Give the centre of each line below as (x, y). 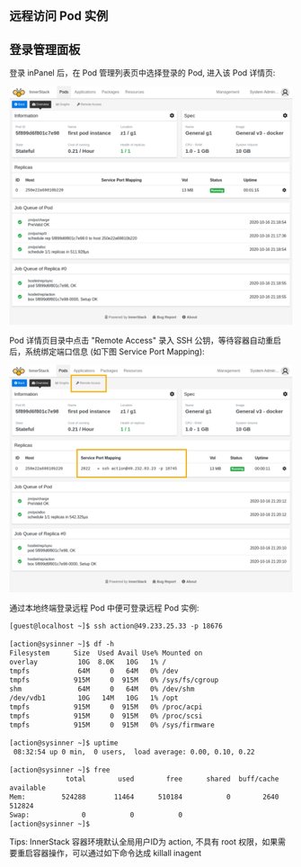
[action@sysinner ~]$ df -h (62, 644)
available (28, 788)
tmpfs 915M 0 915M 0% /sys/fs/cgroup (114, 680)
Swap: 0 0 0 (96, 815)
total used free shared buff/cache (173, 779)
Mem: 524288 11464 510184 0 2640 (144, 797)
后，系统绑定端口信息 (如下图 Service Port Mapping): (107, 352)
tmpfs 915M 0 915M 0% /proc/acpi (106, 707)
